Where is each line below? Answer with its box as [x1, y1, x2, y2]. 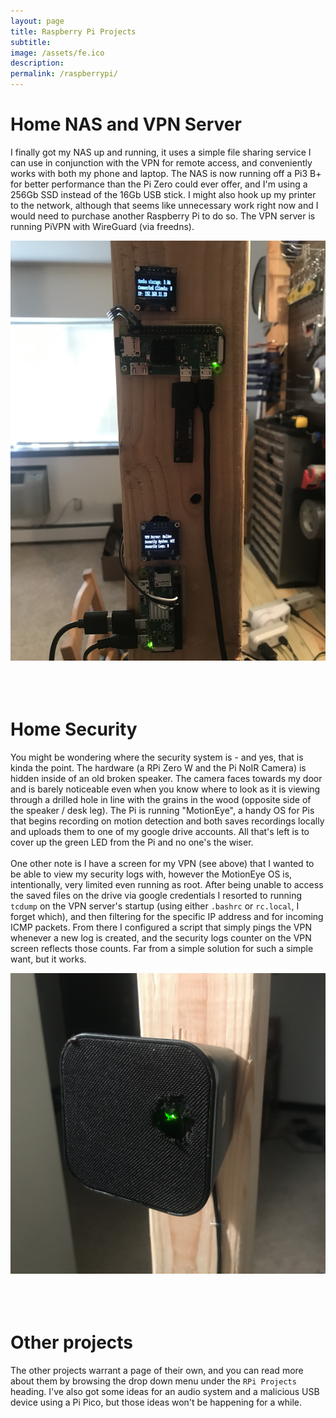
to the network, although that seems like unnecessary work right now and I [10, 199, 319, 211]
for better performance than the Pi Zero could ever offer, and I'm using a [10, 178, 308, 190]
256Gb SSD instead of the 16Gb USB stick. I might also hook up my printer [10, 188, 317, 200]
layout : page [10, 16, 65, 26]
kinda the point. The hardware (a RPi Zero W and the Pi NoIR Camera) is [10, 761, 307, 774]
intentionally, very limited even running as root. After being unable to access [10, 878, 324, 890]
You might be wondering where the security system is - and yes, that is [10, 751, 304, 763]
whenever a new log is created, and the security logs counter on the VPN [10, 931, 312, 944]
